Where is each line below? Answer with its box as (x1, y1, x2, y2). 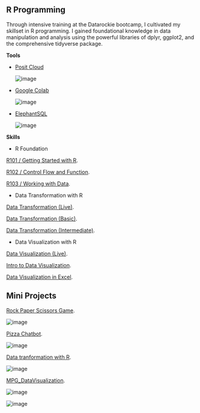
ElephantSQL (14, 110, 47, 117)
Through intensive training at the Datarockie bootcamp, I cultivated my (6, 20, 181, 28)
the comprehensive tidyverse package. (6, 40, 103, 47)
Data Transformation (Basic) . (6, 215, 77, 222)
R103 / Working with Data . (6, 180, 71, 187)
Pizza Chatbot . (6, 330, 43, 337)
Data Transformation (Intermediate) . (6, 226, 95, 234)
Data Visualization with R (14, 238, 77, 246)
